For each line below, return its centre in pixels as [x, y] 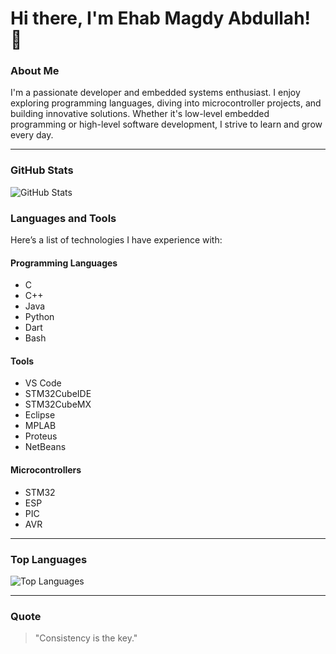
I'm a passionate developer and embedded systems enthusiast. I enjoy [155, 93]
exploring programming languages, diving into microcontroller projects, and [166, 103]
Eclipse [40, 415]
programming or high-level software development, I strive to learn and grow [166, 124]
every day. [32, 135]
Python [39, 317]
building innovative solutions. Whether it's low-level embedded [140, 114]
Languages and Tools [63, 218]
